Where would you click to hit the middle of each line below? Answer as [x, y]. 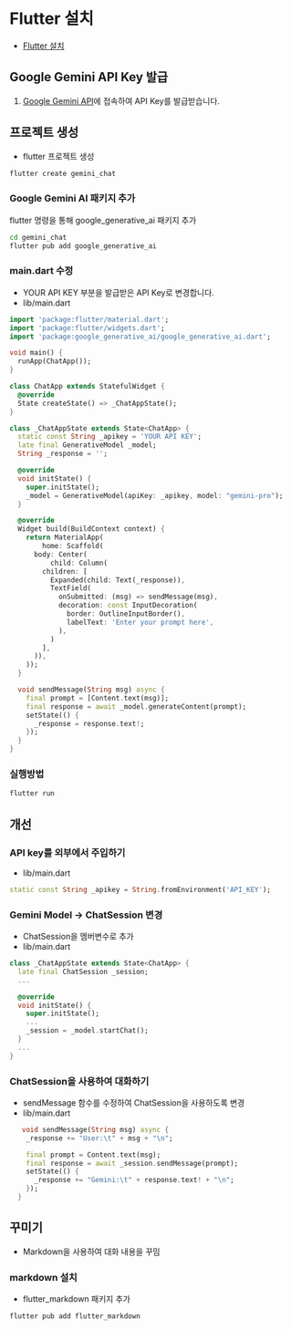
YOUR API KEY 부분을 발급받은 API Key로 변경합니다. [118, 292]
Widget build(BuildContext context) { [92, 529]
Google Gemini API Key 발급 [89, 77]
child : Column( [78, 563]
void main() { [36, 353]
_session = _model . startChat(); [87, 1031]
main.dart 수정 [42, 271]
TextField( [71, 588]
